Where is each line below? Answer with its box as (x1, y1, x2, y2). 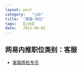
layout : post (5, 7, 32, 12)
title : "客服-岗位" (5, 16, 45, 21)
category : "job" (5, 12, 43, 17)
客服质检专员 (12, 59, 39, 65)
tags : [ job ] (5, 21, 35, 26)
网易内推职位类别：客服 (5, 45, 77, 54)
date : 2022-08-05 (5, 26, 46, 31)
